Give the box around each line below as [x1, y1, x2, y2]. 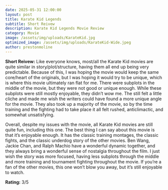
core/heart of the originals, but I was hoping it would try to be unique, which [5, 74, 162, 80]
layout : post [5, 12, 33, 17]
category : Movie [5, 31, 39, 36]
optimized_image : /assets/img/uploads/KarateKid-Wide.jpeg [5, 40, 131, 45]
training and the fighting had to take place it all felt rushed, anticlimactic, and [5, 106, 163, 112]
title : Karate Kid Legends [5, 17, 62, 22]
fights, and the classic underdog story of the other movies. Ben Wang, [5, 137, 150, 143]
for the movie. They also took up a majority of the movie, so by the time [5, 101, 153, 107]
